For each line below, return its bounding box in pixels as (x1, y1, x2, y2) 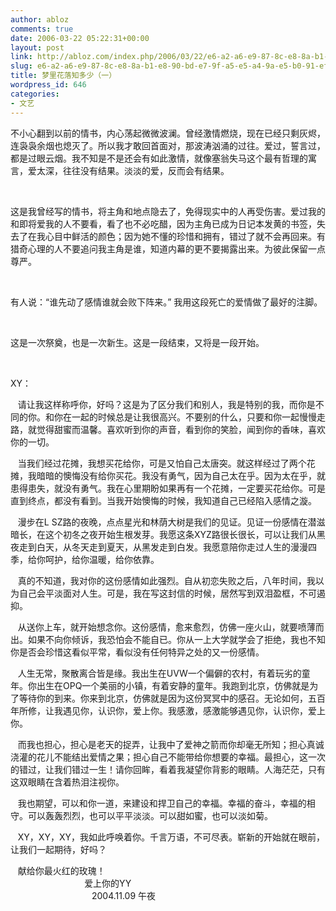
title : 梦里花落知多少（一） (10, 71, 117, 81)
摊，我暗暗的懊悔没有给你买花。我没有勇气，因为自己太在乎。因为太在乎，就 (10, 469, 326, 481)
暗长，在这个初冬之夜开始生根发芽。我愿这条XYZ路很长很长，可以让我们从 (10, 528, 317, 540)
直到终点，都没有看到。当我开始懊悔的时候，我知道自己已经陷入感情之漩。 (10, 494, 317, 506)
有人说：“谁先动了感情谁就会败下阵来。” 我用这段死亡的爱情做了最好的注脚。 (10, 296, 323, 308)
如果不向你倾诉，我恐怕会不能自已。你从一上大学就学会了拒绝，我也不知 (27, 633, 326, 645)
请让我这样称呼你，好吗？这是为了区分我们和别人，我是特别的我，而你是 (17, 398, 316, 410)
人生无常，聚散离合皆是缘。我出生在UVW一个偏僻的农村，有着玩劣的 (17, 667, 302, 679)
